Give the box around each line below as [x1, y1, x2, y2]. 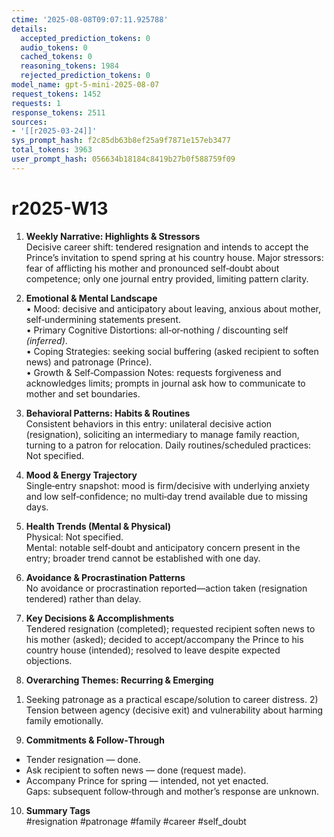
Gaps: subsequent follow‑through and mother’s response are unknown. [25, 785, 320, 797]
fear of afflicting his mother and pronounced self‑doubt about [25, 262, 280, 274]
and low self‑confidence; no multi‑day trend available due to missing [25, 490, 308, 502]
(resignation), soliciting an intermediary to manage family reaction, [25, 428, 300, 440]
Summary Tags [25, 804, 91, 816]
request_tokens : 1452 [11, 89, 102, 99]
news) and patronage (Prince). [25, 356, 153, 368]
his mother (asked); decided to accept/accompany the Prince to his [25, 633, 304, 645]
